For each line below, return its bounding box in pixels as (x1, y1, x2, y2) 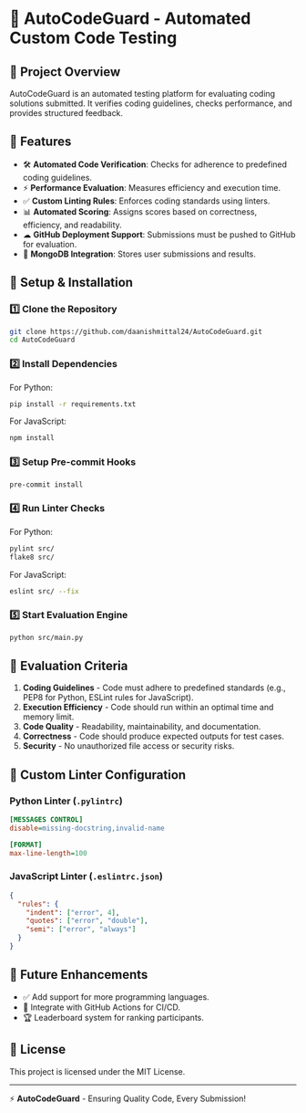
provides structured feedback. (9, 108, 124, 118)
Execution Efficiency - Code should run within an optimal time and (22, 702, 274, 713)
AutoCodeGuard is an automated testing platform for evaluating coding (9, 89, 276, 99)
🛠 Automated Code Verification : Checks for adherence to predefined (22, 159, 288, 170)
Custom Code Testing (9, 27, 178, 48)
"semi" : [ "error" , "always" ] (25, 925, 137, 934)
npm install (9, 434, 55, 443)
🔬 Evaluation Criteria (9, 657, 128, 674)
